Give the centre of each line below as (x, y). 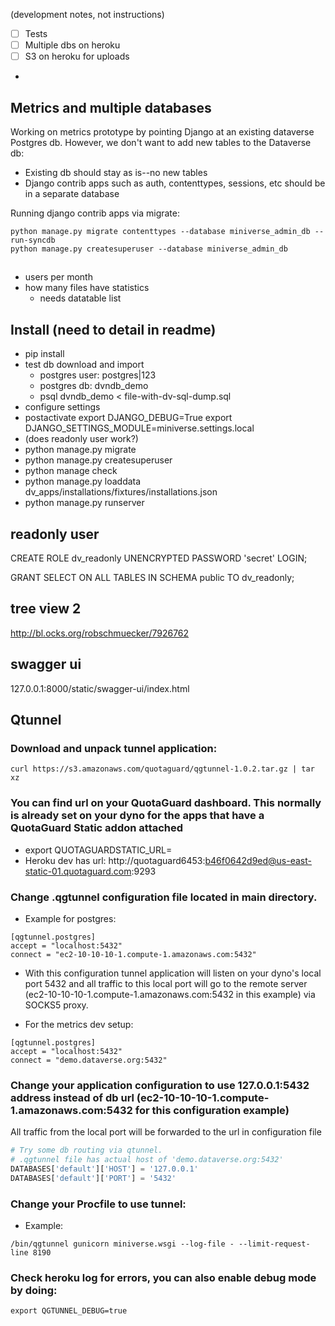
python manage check (71, 471)
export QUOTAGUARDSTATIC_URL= (98, 850)
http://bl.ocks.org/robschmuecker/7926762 (100, 633)
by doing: (34, 1290)
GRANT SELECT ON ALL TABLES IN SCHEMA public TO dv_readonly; (152, 578)
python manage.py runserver (84, 503)
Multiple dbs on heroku (72, 45)
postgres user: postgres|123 (98, 375)
